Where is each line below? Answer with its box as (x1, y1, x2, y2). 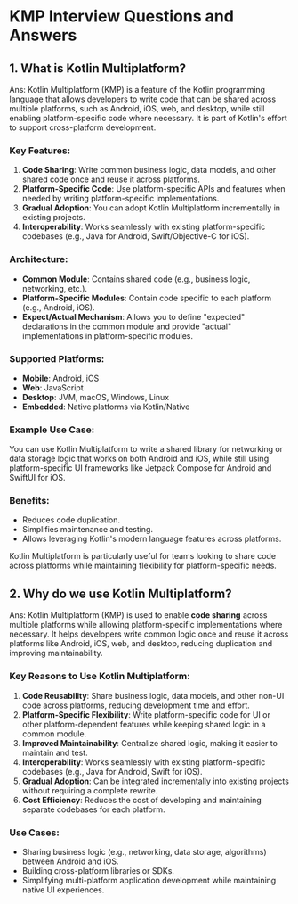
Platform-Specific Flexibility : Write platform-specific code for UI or (21, 709, 271, 719)
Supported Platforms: (9, 352, 105, 365)
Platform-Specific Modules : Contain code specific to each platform (21, 292, 272, 303)
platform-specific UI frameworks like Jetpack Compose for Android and (9, 463, 272, 473)
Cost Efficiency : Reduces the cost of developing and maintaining (21, 794, 262, 805)
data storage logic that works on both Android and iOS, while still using (9, 453, 270, 464)
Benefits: (9, 495, 51, 507)
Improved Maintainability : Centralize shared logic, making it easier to (21, 737, 278, 748)
